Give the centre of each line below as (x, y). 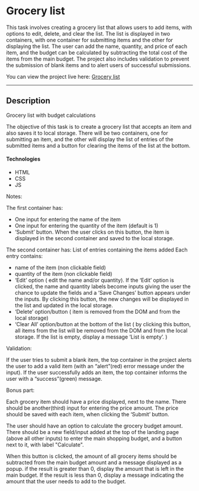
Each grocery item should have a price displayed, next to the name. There (96, 401)
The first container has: (35, 208)
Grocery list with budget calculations (51, 115)
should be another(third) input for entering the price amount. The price (92, 408)
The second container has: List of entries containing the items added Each (97, 250)
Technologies (23, 159)
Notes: (14, 196)
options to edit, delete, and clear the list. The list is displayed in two (88, 33)
